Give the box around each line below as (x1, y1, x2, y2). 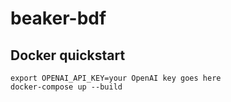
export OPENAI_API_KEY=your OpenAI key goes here (10, 73, 222, 83)
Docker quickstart (10, 47, 126, 64)
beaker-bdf (10, 7, 107, 30)
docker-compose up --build (10, 82, 123, 92)
